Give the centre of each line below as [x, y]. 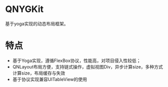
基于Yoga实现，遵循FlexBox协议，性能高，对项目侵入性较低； [77, 60]
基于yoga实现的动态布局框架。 [37, 23]
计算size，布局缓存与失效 [39, 73]
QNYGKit [24, 9]
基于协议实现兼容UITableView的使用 [50, 79]
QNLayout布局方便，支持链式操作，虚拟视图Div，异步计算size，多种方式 [88, 66]
